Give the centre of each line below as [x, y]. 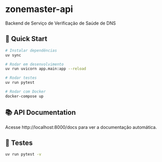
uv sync [13, 55]
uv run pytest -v [23, 154]
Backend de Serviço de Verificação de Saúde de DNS [61, 23]
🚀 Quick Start [26, 39]
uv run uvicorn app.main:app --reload [46, 69]
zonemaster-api [39, 9]
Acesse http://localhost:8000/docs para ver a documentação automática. [81, 127]
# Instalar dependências [31, 50]
